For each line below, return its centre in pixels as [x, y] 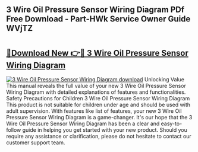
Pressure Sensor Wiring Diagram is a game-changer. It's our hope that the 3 [99, 117]
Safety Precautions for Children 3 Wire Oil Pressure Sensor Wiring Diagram [98, 98]
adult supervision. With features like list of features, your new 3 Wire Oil [94, 111]
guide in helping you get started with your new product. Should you [105, 130]
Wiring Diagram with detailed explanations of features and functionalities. [96, 92]
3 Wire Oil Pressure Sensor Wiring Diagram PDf [95, 10]
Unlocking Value [164, 79]
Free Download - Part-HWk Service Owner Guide [98, 19]
